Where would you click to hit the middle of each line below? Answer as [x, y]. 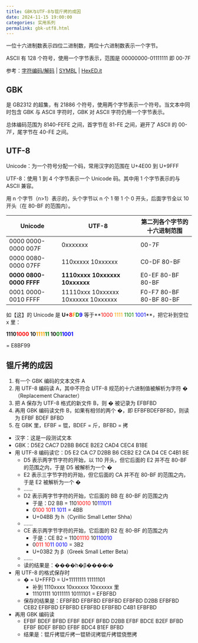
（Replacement [33, 395]
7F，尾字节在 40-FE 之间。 [39, 132]
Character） [68, 395]
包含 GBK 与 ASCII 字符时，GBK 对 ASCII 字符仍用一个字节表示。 [89, 112]
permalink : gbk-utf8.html [38, 28]
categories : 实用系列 [31, 22]
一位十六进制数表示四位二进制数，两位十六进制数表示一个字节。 [83, 46]
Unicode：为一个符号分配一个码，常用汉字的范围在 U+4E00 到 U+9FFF [93, 165]
